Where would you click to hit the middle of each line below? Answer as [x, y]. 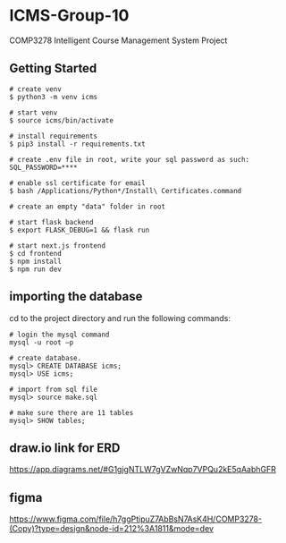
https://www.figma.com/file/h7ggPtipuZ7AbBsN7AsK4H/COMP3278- [135, 519]
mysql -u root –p [42, 342]
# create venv [36, 89]
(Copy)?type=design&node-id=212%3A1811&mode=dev [112, 529]
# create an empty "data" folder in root [88, 207]
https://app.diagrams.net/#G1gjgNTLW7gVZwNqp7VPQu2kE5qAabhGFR [143, 470]
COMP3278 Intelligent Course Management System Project [118, 40]
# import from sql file [54, 389]
